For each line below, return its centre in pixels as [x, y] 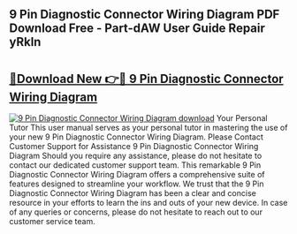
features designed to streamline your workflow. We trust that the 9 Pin [137, 184]
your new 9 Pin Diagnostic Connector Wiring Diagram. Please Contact [136, 137]
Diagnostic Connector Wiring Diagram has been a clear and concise [133, 193]
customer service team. [52, 221]
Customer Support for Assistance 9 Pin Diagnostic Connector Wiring [134, 146]
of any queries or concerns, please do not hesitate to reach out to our [136, 212]
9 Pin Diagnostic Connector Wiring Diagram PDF [145, 15]
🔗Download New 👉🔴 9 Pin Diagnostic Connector [147, 79]
